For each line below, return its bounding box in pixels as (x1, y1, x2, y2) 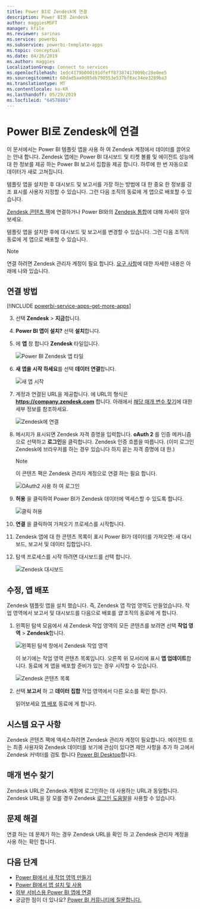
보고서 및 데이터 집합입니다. (28, 541, 92, 548)
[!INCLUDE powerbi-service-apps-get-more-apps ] (7, 302, 132, 310)
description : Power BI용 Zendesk (7, 14, 89, 20)
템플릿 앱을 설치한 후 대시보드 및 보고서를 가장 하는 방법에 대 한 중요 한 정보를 (7, 180, 186, 188)
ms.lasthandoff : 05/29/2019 (7, 92, 77, 98)
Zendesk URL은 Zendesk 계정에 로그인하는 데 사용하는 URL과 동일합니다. (7, 787, 179, 794)
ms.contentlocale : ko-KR (7, 86, 68, 92)
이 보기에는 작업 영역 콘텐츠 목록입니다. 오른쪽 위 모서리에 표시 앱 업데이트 (15, 655, 187, 662)
